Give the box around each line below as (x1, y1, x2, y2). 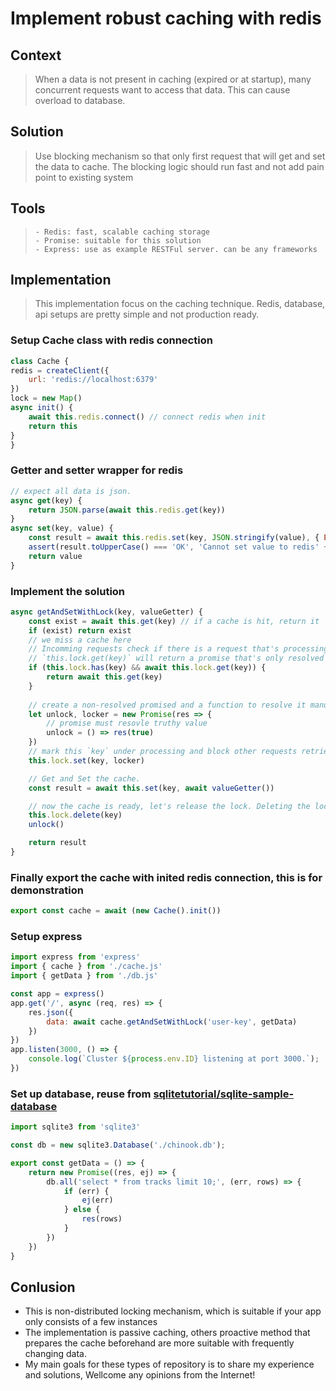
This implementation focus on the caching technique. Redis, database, (34, 298, 326, 310)
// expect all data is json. (10, 486, 132, 496)
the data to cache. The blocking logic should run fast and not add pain (34, 160, 325, 172)
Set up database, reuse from (10, 1087, 152, 1101)
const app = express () (10, 989, 105, 999)
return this (28, 421, 78, 431)
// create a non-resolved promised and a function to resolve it (28, 700, 307, 710)
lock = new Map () (10, 393, 83, 404)
